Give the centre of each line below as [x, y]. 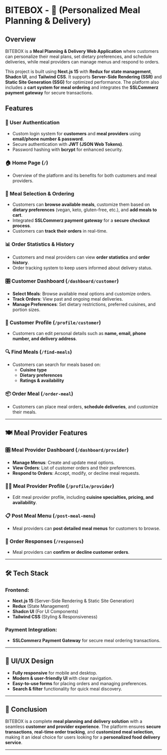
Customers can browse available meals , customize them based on [81, 205]
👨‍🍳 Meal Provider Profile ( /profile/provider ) [60, 486]
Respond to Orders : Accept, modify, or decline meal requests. [76, 473]
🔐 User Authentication [32, 123]
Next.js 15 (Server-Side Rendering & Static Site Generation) [73, 601]
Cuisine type [33, 370]
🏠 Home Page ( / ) [27, 163]
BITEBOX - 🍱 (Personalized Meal [73, 10]
